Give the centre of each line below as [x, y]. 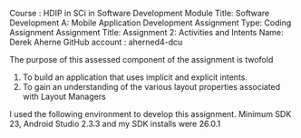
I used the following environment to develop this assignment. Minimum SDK [150, 114]
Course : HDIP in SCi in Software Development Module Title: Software [140, 13]
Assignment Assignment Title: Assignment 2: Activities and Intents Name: [146, 32]
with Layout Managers [64, 96]
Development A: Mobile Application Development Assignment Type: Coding [150, 23]
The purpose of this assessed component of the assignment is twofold [141, 59]
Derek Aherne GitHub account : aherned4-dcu [96, 42]
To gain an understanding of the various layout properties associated [151, 87]
